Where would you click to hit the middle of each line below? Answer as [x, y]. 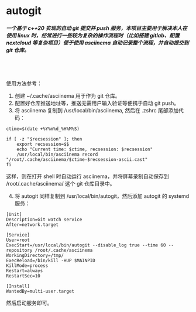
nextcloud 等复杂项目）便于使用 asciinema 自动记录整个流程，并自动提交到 [97, 43]
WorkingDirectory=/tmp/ [35, 256]
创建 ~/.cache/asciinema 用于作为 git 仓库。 [67, 96]
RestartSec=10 [23, 276]
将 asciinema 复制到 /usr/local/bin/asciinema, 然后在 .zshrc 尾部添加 [97, 111]
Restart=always [25, 271]
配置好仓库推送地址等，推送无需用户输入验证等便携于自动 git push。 [97, 103]
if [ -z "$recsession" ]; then [44, 139]
